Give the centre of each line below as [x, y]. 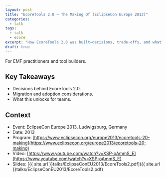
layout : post [19, 10]
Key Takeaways [30, 77]
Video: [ [20, 154]
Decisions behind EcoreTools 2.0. [47, 89]
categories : [17, 19]
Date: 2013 [23, 132]
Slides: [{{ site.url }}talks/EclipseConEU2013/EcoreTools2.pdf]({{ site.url [86, 164]
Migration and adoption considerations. [53, 94]
